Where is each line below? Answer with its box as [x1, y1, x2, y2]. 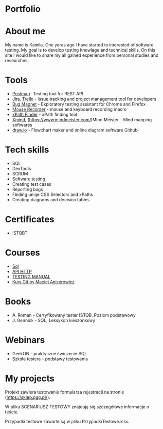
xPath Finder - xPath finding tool [12, 111, 77, 118]
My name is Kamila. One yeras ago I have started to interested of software [5, 42, 154, 48]
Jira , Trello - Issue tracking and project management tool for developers [12, 96, 157, 102]
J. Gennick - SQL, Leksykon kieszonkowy [12, 317, 96, 323]
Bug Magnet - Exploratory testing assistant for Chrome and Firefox [12, 101, 146, 107]
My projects [5, 373, 54, 384]
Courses [5, 247, 40, 258]
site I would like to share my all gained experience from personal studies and [5, 52, 159, 58]
